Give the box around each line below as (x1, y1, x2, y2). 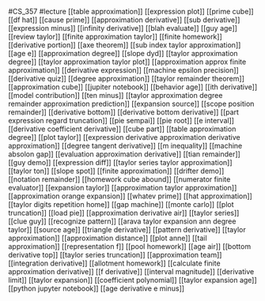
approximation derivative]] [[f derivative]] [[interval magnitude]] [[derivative (8, 267, 255, 276)
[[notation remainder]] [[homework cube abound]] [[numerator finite (8, 175, 231, 184)
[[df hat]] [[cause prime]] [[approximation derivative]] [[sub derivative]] (8, 15, 240, 24)
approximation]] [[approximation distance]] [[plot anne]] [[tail (8, 233, 207, 243)
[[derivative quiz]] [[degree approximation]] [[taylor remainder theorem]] (8, 74, 245, 83)
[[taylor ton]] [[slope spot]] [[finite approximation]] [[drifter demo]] (8, 166, 225, 175)
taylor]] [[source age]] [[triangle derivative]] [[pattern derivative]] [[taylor (8, 225, 247, 234)
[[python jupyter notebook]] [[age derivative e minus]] (8, 284, 184, 293)
